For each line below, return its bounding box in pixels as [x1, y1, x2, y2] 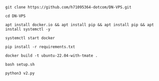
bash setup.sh [5, 62, 35, 67]
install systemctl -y [5, 27, 51, 32]
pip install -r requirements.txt [5, 44, 75, 49]
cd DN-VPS [5, 14, 26, 19]
